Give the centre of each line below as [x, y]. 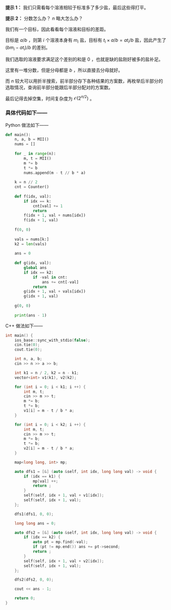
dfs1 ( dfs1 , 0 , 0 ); [34, 514]
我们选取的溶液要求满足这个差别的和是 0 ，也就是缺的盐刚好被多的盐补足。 [84, 59]
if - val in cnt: [50, 277]
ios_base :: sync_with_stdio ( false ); [52, 340]
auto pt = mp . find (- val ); [60, 542]
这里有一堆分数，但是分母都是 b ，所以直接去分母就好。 [64, 70]
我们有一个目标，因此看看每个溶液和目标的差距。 [57, 29]
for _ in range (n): [35, 154]
